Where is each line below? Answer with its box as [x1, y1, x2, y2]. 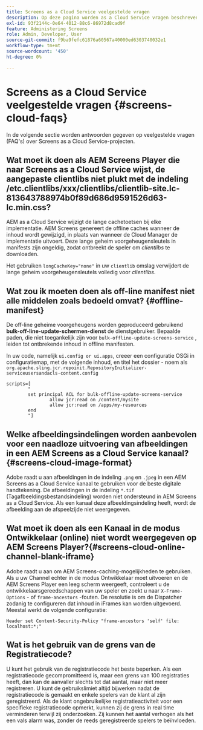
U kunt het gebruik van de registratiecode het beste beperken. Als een [6, 665, 182, 672]
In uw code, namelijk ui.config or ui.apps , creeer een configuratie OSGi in [6, 352, 195, 360]
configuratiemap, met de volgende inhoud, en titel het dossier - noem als [6, 358, 188, 366]
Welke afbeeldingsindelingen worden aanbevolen [6, 429, 197, 439]
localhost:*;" [6, 623, 42, 630]
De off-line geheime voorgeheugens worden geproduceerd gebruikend [6, 321, 183, 329]
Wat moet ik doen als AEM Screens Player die [6, 155, 180, 165]
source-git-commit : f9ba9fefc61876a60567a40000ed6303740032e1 [6, 37, 166, 43]
